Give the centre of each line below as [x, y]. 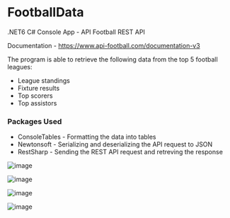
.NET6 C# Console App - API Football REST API [76, 32]
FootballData [46, 12]
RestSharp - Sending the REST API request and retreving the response [120, 152]
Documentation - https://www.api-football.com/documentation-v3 [104, 45]
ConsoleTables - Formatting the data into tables [87, 137]
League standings [44, 80]
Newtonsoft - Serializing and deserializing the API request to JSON [115, 144]
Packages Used [35, 121]
